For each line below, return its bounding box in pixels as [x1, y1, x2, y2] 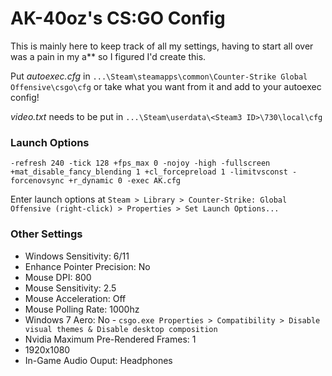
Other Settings [10, 227, 83, 241]
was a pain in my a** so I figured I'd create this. [10, 50, 207, 62]
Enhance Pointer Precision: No [24, 260, 151, 272]
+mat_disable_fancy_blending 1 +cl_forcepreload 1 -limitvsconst [10, 167, 288, 177]
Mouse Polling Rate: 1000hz [24, 303, 140, 315]
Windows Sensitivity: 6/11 [24, 250, 130, 262]
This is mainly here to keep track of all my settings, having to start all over [10, 40, 314, 52]
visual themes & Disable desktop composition [24, 324, 218, 334]
